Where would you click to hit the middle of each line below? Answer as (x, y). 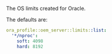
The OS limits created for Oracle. (46, 8)
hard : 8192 (30, 46)
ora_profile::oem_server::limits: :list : (57, 30)
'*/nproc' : (25, 35)
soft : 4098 (30, 41)
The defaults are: (27, 19)
